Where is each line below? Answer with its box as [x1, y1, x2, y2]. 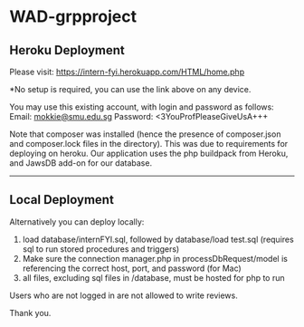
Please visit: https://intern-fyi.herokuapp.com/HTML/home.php [9, 66, 245, 77]
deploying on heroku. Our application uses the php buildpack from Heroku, [9, 148, 289, 159]
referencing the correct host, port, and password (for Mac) [22, 263, 242, 274]
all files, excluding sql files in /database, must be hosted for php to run [22, 272, 285, 283]
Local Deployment [9, 192, 115, 207]
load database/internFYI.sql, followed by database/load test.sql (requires [22, 234, 294, 245]
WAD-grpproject [9, 6, 138, 27]
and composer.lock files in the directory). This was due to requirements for [9, 139, 289, 149]
